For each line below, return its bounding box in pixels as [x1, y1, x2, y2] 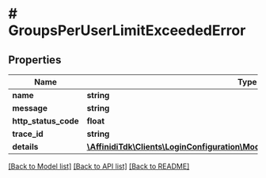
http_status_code [12, 116, 79, 127]
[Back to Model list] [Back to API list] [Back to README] [8, 161, 190, 171]
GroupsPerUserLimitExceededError [8, 21, 246, 40]
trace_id [12, 128, 44, 139]
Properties [8, 53, 62, 66]
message [12, 103, 47, 113]
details [12, 142, 39, 152]
